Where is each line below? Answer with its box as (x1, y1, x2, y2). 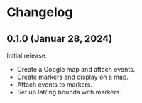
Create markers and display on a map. (16, 72, 129, 81)
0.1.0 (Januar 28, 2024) (6, 33, 113, 45)
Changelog (6, 4, 73, 21)
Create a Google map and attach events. (16, 65, 136, 73)
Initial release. (6, 51, 48, 60)
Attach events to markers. (16, 80, 93, 89)
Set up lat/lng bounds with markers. (16, 88, 122, 96)
